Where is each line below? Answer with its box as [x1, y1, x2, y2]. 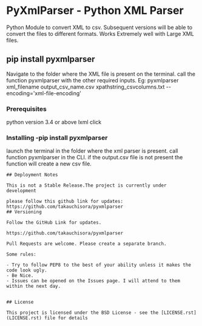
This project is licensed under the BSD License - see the [6, 310, 159, 316]
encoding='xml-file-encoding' [6, 89, 82, 97]
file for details [44, 315, 88, 321]
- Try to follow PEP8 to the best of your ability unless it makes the [6, 262, 191, 268]
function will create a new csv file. [6, 160, 92, 167]
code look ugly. [6, 267, 47, 273]
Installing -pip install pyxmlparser [6, 133, 108, 142]
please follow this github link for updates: [6, 198, 123, 205]
